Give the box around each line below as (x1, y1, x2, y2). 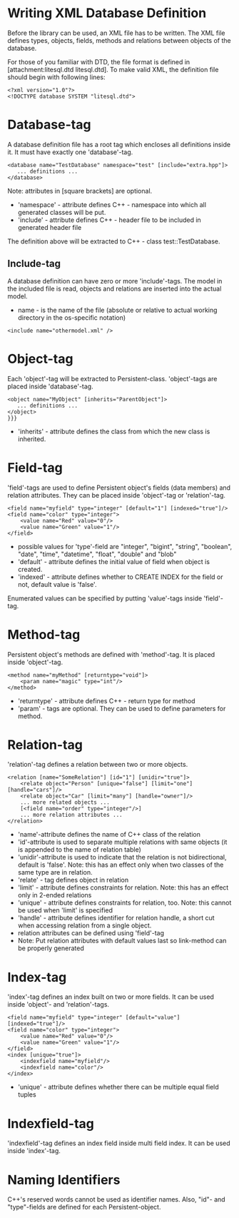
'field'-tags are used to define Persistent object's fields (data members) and (7, 483, 230, 492)
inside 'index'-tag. (7, 1147, 61, 1155)
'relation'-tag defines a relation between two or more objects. (7, 760, 188, 769)
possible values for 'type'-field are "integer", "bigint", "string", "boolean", (17, 542, 233, 550)
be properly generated (17, 944, 84, 952)
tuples (17, 1090, 37, 1099)
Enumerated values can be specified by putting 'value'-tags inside (7, 594, 203, 603)
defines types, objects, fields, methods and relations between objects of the (7, 36, 231, 44)
